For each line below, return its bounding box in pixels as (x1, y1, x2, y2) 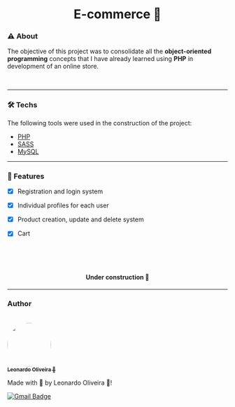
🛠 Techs (7, 100, 38, 110)
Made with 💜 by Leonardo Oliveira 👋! (7, 378, 113, 387)
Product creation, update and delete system (17, 215, 145, 223)
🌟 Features (7, 171, 45, 181)
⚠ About (7, 32, 38, 41)
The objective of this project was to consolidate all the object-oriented (7, 47, 212, 55)
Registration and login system (17, 187, 104, 195)
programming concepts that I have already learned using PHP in (7, 55, 194, 63)
